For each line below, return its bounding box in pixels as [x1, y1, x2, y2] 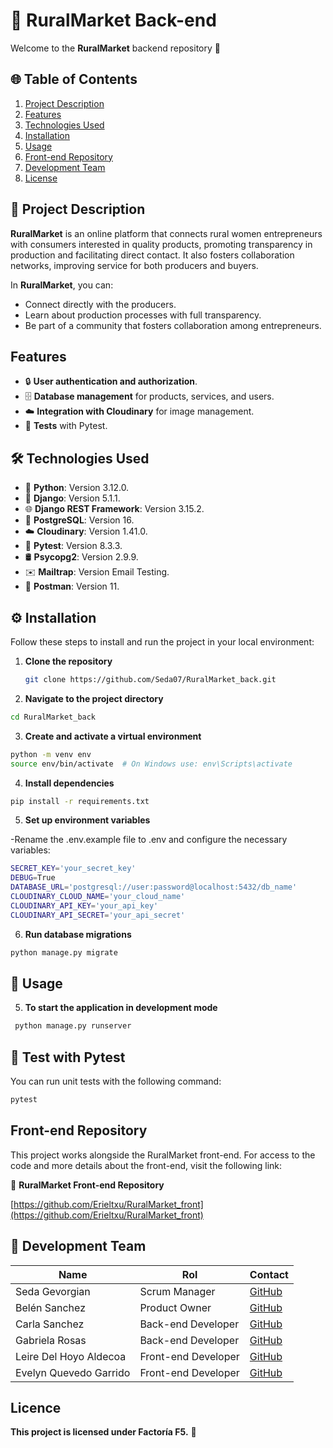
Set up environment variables [24, 814, 151, 826]
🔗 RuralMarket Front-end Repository [10, 1179, 165, 1191]
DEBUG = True [10, 873, 56, 883]
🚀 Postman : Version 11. [24, 580, 120, 593]
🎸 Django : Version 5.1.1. [24, 492, 121, 504]
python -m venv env [10, 749, 92, 759]
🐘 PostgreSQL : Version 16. [24, 514, 135, 526]
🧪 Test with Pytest [10, 1049, 126, 1066]
